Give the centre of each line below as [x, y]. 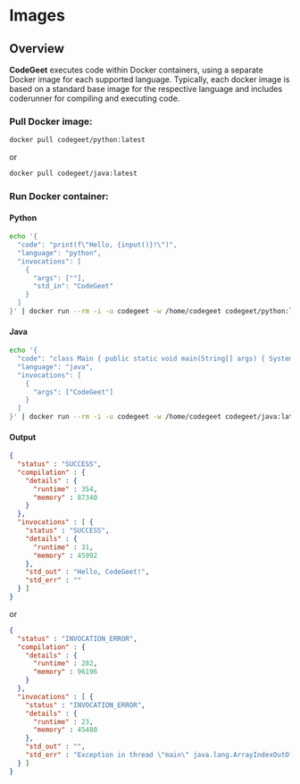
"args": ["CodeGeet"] [73, 392]
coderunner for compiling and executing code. [95, 98]
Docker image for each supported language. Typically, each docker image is [150, 79]
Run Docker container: [59, 196]
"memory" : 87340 [65, 497]
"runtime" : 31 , [63, 547]
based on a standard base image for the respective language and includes [146, 89]
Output [23, 437]
